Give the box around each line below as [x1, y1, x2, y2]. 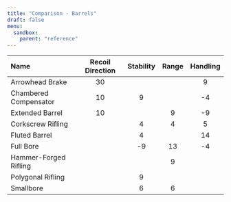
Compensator [10, 97, 55, 107]
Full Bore [10, 142, 39, 151]
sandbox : [13, 29, 38, 36]
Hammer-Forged [10, 153, 66, 162]
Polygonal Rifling [10, 173, 65, 182]
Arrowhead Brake [10, 77, 67, 87]
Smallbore [10, 184, 43, 193]
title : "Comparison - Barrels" [7, 10, 97, 17]
